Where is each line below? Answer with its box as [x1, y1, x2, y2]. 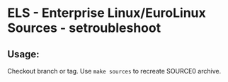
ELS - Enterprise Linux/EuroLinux [7, 5, 207, 21]
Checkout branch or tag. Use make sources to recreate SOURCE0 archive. [7, 67, 222, 75]
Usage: [7, 48, 40, 60]
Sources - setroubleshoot [7, 20, 161, 36]
